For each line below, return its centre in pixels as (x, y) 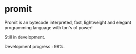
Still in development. (25, 37)
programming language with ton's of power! (49, 27)
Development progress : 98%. (35, 46)
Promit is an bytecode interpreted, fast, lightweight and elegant (68, 22)
